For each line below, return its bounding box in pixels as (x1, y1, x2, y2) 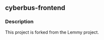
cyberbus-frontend (5, 4, 65, 12)
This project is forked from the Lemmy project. (5, 29, 99, 35)
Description (5, 18, 34, 25)
